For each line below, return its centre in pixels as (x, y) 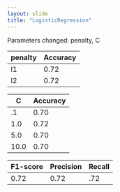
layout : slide (28, 14)
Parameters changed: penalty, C (54, 40)
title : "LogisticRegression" (50, 20)
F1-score (27, 166)
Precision (66, 166)
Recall (99, 166)
